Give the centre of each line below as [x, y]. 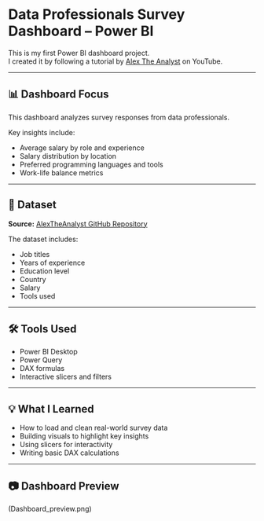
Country [33, 279]
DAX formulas [42, 369]
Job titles [35, 254]
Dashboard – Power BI [81, 31]
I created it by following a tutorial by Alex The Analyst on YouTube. [115, 61]
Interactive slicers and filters [66, 377]
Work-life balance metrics [61, 172]
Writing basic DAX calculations [69, 453]
